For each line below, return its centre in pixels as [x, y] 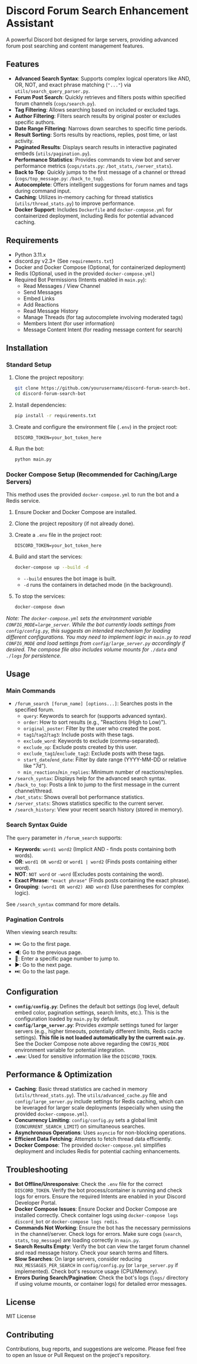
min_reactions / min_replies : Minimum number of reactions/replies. [103, 772]
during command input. [43, 191]
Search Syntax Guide [37, 825]
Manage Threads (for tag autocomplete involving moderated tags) [103, 317]
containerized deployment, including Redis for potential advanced [94, 216]
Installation [27, 348]
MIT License [21, 1316]
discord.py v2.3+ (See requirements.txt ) [64, 261]
